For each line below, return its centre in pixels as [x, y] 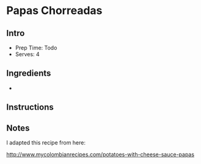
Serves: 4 [27, 54]
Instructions [30, 107]
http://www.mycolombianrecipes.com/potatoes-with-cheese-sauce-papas [100, 155]
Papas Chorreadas [54, 11]
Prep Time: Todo [36, 48]
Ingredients [29, 73]
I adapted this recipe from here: [46, 143]
